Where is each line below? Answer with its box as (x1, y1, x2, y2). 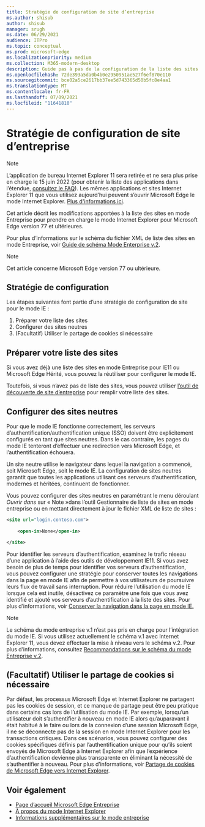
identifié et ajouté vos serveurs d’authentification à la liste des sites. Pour (6, 596, 191, 603)
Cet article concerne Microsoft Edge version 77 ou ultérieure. (6, 264, 161, 272)
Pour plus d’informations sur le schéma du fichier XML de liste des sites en (6, 234, 195, 242)
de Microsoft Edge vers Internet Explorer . (6, 767, 110, 774)
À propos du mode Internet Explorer (15, 807, 106, 815)
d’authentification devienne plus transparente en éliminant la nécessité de (6, 754, 193, 762)
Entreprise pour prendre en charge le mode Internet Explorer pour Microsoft (6, 215, 198, 223)
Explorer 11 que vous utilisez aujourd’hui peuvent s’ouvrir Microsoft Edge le (6, 191, 195, 198)
